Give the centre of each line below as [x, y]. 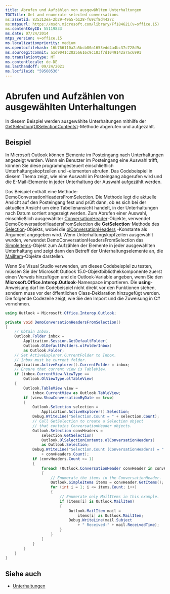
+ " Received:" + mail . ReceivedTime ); [118, 525]
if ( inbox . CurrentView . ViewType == [52, 374]
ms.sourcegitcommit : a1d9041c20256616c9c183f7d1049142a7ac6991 [73, 52]
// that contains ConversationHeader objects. [82, 426]
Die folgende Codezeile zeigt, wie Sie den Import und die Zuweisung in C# [83, 298]
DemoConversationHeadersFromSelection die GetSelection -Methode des [82, 224]
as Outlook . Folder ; [44, 351]
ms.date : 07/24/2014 [27, 33]
